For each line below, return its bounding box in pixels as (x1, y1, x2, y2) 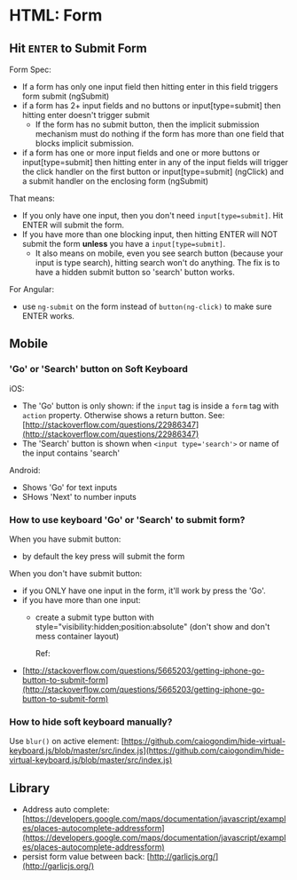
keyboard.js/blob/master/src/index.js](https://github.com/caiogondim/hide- (9, 745, 285, 756)
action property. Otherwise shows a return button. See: (21, 409, 225, 420)
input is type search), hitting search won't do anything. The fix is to (35, 258, 281, 267)
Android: (9, 464, 41, 475)
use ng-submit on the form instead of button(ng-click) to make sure (21, 301, 272, 312)
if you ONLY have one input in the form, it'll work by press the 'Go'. (21, 585, 266, 596)
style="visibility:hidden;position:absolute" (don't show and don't (35, 621, 270, 631)
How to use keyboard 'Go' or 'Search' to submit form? (9, 513, 246, 526)
